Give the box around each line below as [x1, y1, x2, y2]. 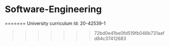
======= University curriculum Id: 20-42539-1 [5, 20, 106, 26]
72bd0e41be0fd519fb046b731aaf [94, 30, 165, 36]
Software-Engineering [5, 4, 102, 15]
